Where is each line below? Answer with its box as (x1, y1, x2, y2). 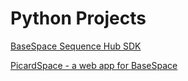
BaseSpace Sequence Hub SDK (10, 40, 142, 52)
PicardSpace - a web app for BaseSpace (10, 59, 178, 71)
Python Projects (10, 7, 147, 30)
